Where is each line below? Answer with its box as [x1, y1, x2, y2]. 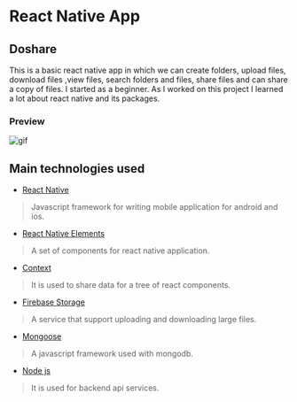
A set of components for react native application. [30, 245, 210, 256]
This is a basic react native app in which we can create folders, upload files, [9, 65, 286, 75]
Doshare [9, 42, 58, 57]
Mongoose [21, 331, 62, 342]
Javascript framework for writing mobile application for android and [30, 202, 278, 213]
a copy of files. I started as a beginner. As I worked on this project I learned [9, 84, 284, 94]
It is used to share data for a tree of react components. [30, 280, 231, 290]
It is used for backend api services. [30, 383, 160, 393]
